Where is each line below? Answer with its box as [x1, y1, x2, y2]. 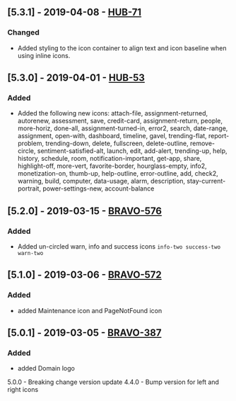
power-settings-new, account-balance [42, 184, 155, 193]
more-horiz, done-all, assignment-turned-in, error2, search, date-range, [17, 124, 228, 132]
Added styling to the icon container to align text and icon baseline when [17, 43, 227, 52]
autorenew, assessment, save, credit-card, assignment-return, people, [17, 117, 223, 125]
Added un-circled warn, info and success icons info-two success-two [17, 242, 221, 251]
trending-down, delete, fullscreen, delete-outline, [45, 139, 189, 148]
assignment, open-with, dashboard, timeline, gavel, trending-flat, [17, 132, 207, 140]
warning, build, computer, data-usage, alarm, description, [17, 177, 186, 186]
